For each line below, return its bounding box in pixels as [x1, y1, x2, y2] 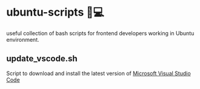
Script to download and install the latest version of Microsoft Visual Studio [6, 70, 191, 77]
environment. [6, 36, 39, 43]
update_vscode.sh [6, 53, 78, 64]
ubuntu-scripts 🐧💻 [6, 5, 105, 19]
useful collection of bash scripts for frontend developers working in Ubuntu [6, 29, 195, 37]
